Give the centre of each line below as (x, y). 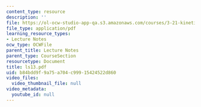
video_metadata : (26, 89)
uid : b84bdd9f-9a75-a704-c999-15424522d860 (61, 73)
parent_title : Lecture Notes (42, 51)
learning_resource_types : (38, 34)
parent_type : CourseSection (41, 56)
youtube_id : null (33, 95)
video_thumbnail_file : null (47, 84)
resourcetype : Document (36, 61)
